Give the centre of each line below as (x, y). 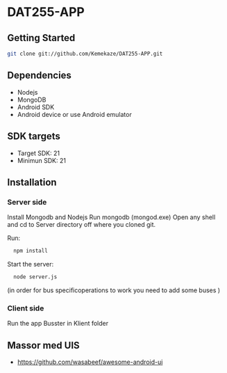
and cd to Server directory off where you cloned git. (82, 225)
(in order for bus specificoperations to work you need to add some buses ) (114, 290)
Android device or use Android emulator (74, 114)
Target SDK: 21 (39, 153)
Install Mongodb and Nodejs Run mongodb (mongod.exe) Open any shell (111, 217)
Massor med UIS (43, 345)
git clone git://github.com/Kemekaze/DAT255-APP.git (85, 54)
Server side (27, 202)
